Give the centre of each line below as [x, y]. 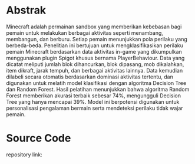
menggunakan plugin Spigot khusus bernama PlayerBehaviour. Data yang [95, 58]
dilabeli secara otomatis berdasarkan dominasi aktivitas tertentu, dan [90, 77]
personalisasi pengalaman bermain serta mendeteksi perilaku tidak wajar [95, 108]
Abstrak [26, 10]
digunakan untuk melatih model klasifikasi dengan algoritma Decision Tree [96, 83]
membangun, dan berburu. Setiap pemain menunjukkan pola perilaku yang [97, 39]
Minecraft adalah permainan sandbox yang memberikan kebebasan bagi [94, 27]
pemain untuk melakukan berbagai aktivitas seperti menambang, [85, 32]
